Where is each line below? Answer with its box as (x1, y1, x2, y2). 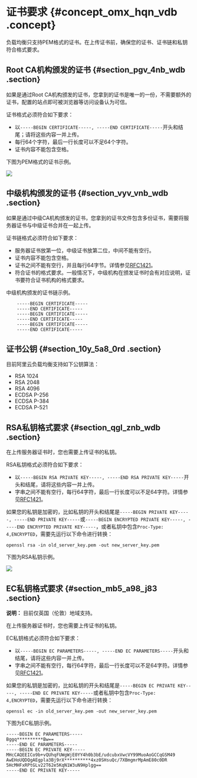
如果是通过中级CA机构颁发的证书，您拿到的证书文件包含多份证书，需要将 (6, 214, 184, 222)
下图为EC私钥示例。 (6, 720, 55, 727)
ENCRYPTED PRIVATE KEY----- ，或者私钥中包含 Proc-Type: (27, 523, 164, 530)
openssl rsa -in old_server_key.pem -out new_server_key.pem (6, 542, 160, 548)
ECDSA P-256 (14, 391, 49, 399)
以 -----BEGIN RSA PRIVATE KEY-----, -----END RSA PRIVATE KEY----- (14, 474, 184, 481)
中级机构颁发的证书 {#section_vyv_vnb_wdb (6, 188, 169, 198)
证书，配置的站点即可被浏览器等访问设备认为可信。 (6, 98, 130, 105)
